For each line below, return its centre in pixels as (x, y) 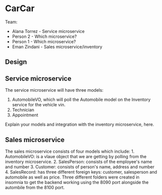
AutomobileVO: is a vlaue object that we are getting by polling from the (76, 156)
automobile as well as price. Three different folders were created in (72, 177)
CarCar (20, 8)
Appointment (25, 115)
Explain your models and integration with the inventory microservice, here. (80, 125)
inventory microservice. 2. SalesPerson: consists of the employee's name (79, 162)
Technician (23, 110)
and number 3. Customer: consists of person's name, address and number (80, 167)
